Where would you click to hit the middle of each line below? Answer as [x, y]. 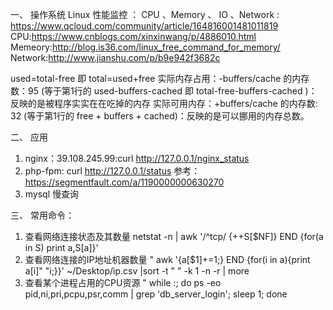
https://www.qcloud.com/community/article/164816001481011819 [144, 26]
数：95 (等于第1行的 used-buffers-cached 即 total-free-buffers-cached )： [164, 91]
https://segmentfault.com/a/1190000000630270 [124, 182]
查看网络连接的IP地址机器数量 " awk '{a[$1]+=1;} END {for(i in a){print [167, 259]
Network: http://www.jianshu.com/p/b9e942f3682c [115, 57]
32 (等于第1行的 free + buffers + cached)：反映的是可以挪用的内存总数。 [160, 116]
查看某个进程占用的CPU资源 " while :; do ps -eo [123, 282]
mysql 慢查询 [52, 194]
